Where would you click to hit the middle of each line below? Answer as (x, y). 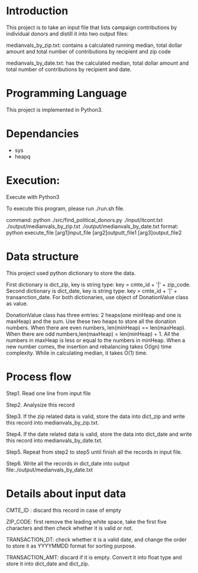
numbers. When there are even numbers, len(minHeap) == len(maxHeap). (96, 327)
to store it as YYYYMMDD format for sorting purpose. (71, 546)
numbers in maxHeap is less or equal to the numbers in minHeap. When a (96, 340)
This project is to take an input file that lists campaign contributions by (92, 27)
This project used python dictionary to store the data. (71, 273)
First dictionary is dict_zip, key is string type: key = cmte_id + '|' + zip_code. (98, 284)
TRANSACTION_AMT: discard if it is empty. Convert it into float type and (94, 557)
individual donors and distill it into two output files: (67, 33)
